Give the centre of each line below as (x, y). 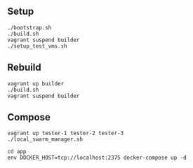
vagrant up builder (36, 83)
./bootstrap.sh (29, 27)
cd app (17, 152)
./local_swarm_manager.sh (45, 139)
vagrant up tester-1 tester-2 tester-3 (66, 133)
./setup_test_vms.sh (38, 46)
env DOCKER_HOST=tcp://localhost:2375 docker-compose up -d (97, 158)
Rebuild (24, 68)
